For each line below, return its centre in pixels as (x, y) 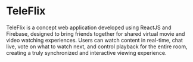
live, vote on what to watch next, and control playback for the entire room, (97, 46)
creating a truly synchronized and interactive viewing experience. (86, 52)
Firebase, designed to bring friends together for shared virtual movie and (96, 33)
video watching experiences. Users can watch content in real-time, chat (95, 40)
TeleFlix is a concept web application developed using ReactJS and (89, 27)
